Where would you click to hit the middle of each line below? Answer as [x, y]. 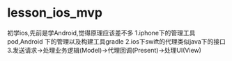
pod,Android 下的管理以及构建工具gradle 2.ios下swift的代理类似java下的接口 [117, 41]
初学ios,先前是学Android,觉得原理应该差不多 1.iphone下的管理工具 [101, 33]
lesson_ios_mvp [55, 13]
